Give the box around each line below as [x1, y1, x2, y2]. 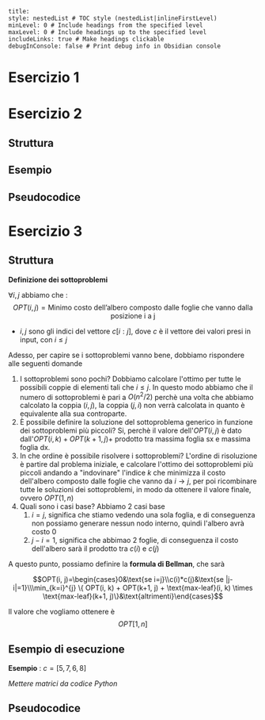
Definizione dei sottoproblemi [8, 275, 108, 284]
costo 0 [31, 527, 57, 537]
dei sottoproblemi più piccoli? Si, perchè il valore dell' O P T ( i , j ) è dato [19, 425, 243, 436]
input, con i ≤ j [19, 334, 67, 345]
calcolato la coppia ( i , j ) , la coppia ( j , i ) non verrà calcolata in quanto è [19, 401, 245, 410]
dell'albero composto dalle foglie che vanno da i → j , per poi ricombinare [19, 476, 257, 486]
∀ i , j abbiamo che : [8, 290, 68, 299]
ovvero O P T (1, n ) [19, 493, 74, 503]
